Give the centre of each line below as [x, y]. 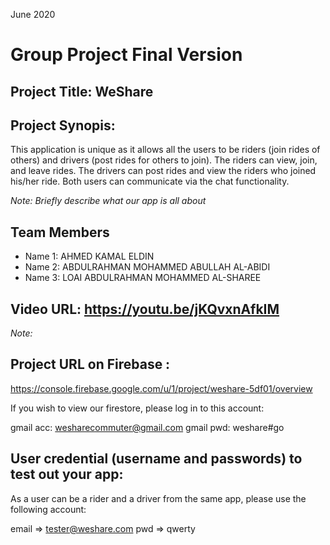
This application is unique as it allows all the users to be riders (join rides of [165, 150]
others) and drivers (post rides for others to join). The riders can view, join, [164, 160]
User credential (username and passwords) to [156, 459]
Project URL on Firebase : [90, 364]
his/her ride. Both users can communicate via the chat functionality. [150, 181]
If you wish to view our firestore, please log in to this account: [137, 408]
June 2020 [33, 14]
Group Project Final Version [126, 55]
